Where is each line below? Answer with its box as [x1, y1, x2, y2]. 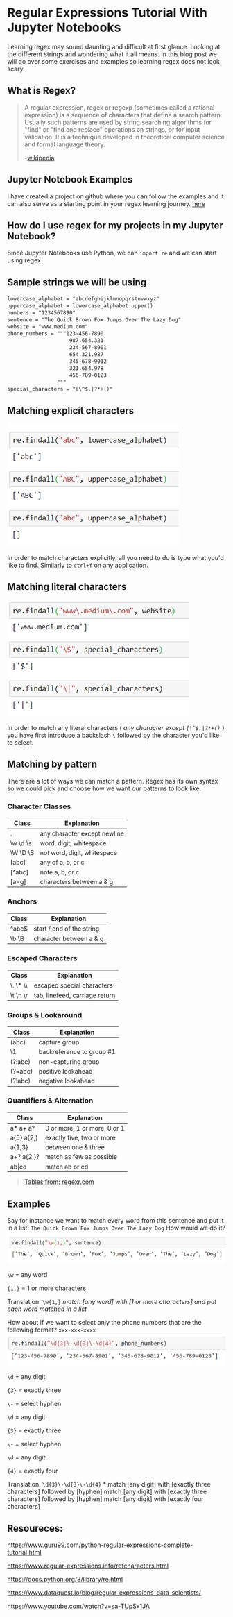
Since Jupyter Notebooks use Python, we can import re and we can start [7, 248, 217, 257]
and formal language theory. [24, 140, 105, 149]
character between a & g [33, 934, 104, 942]
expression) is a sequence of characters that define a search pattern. [24, 110, 223, 119]
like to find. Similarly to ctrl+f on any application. [7, 561, 148, 569]
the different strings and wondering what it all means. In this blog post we [7, 50, 217, 58]
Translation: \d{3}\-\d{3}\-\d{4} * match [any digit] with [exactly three [7, 1480, 212, 1489]
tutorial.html [7, 1548, 42, 1556]
